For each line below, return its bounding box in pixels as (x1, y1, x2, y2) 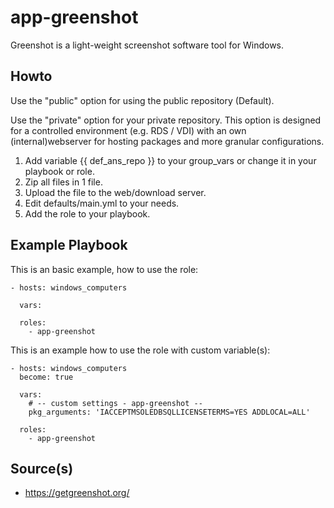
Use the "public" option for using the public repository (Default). (10, 94, 275, 106)
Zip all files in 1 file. (24, 176, 103, 188)
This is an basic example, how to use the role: (10, 263, 199, 275)
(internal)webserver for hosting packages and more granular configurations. (10, 135, 325, 147)
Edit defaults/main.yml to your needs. (24, 197, 180, 209)
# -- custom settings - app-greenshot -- (28, 398, 203, 408)
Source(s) (10, 460, 74, 477)
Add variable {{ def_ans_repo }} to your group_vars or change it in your (24, 154, 317, 166)
